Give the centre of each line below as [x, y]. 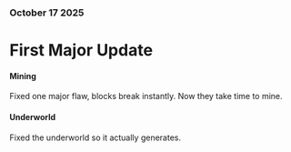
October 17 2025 [47, 13]
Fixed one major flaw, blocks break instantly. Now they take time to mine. [146, 96]
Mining [23, 76]
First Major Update [81, 51]
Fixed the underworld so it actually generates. [95, 137]
